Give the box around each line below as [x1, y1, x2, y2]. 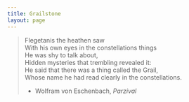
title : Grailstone [7, 10, 61, 17]
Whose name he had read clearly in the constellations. [24, 73, 183, 81]
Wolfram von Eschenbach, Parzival [34, 87, 137, 95]
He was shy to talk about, [24, 50, 98, 59]
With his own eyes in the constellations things [24, 43, 157, 52]
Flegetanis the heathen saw [24, 36, 105, 44]
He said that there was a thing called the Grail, [24, 66, 159, 74]
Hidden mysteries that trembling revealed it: [24, 58, 152, 66]
